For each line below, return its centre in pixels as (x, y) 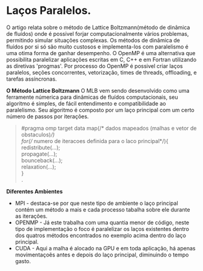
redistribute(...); (41, 147)
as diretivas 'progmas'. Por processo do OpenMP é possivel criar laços (95, 66)
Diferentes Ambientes (35, 191)
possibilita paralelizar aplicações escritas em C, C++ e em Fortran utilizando (101, 59)
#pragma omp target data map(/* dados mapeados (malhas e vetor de (109, 128)
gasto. (23, 261)
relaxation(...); (38, 167)
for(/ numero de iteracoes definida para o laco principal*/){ (95, 141)
